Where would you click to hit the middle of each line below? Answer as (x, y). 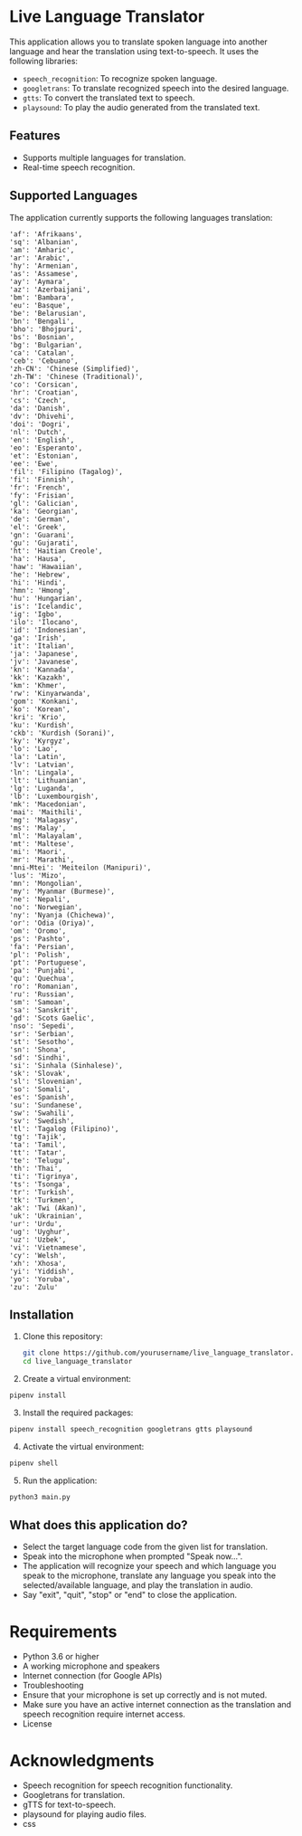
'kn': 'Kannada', (42, 670)
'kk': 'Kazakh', (40, 677)
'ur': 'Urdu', (36, 1223)
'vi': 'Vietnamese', (48, 1247)
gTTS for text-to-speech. (69, 1805)
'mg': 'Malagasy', (44, 820)
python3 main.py (40, 1497)
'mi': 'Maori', (38, 851)
